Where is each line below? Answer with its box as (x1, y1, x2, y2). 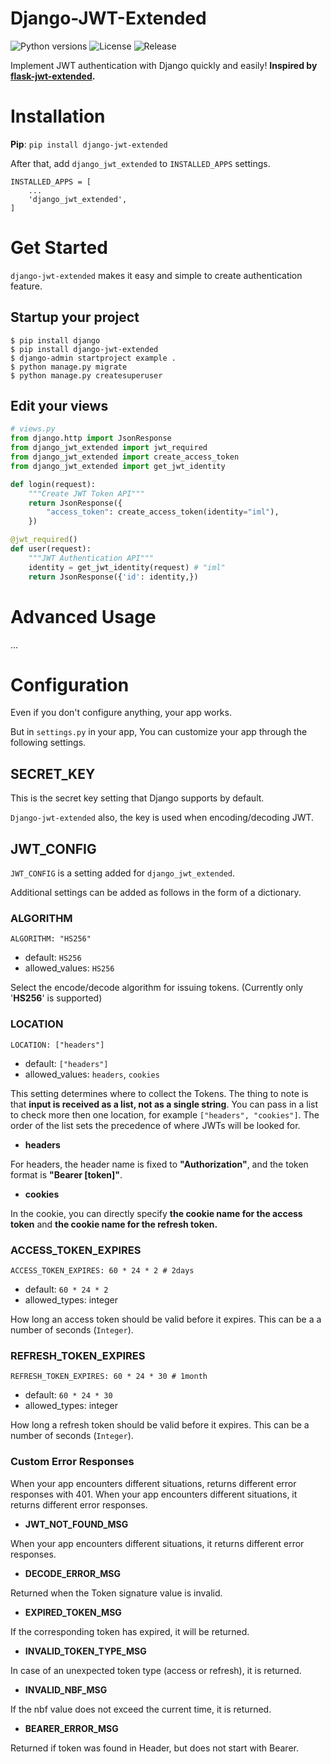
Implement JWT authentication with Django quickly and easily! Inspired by (10, 59, 318, 71)
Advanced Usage (10, 605, 157, 628)
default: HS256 (24, 952, 82, 964)
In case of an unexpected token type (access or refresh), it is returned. (10, 1664, 302, 1676)
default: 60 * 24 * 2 (24, 1283, 109, 1295)
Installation (10, 105, 106, 128)
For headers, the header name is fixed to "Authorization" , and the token (10, 1158, 309, 1170)
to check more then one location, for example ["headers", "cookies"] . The (10, 1108, 320, 1121)
